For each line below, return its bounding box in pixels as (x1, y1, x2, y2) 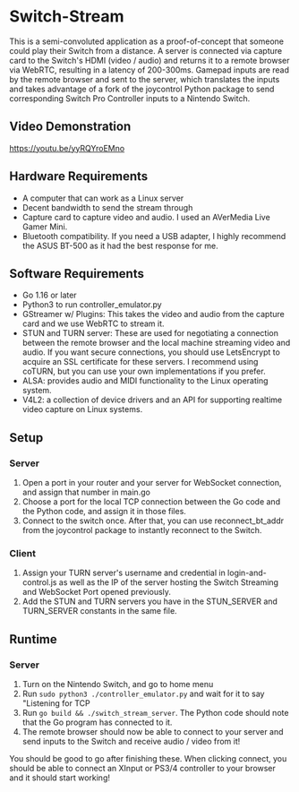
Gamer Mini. (21, 221, 68, 232)
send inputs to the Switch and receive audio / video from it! (21, 736, 241, 747)
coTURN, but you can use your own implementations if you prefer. (21, 366, 266, 377)
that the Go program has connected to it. (21, 717, 173, 727)
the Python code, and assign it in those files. (21, 506, 186, 517)
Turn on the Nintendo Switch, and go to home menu (21, 679, 214, 690)
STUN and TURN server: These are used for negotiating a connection (21, 328, 279, 339)
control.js (21, 577, 57, 588)
